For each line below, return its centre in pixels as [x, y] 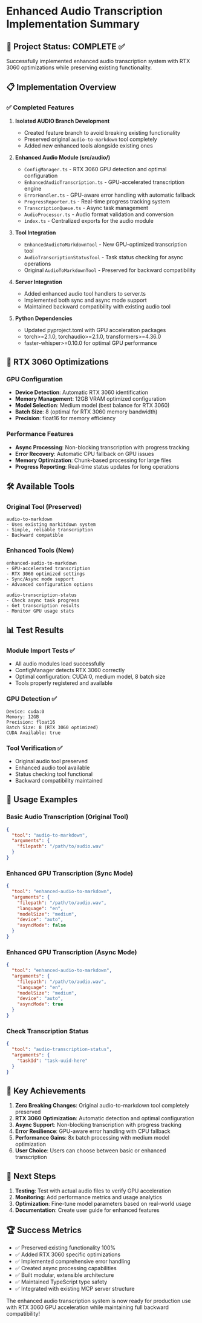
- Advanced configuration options [50, 584]
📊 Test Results [35, 631]
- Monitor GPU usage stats [40, 611]
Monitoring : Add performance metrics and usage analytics [88, 1197]
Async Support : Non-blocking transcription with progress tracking [98, 1125]
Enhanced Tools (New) [40, 551]
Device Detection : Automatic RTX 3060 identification [82, 392]
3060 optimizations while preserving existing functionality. [79, 67]
